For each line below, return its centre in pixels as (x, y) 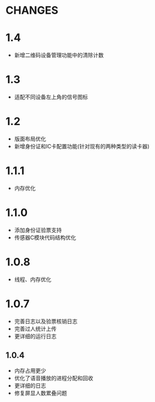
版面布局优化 (30, 139)
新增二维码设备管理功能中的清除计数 (59, 55)
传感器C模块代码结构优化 (45, 237)
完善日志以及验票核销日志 (46, 321)
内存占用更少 (30, 370)
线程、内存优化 (33, 279)
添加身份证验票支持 (38, 230)
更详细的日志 (30, 385)
